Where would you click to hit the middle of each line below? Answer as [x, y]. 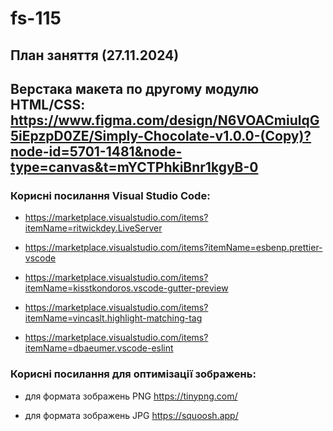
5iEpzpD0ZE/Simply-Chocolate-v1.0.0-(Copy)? [161, 135]
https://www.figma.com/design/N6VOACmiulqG [165, 120]
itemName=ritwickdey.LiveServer [93, 228]
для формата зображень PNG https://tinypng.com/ [131, 396]
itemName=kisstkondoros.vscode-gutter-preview [126, 288]
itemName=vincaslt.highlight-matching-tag [113, 318]
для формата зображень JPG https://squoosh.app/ [131, 415]
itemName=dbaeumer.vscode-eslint [99, 348]
